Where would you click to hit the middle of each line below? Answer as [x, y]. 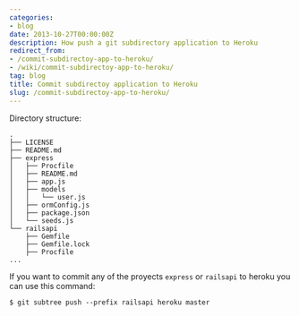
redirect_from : [38, 51]
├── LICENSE [31, 142]
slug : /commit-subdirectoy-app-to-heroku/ [90, 92]
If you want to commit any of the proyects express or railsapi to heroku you [150, 276]
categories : [31, 17]
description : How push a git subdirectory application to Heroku [133, 43]
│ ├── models [38, 189]
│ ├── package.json [50, 213]
